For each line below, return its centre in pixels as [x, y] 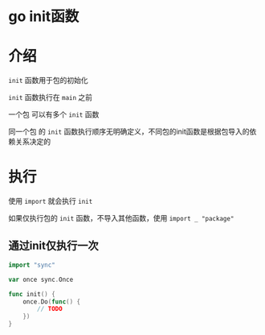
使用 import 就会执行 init [51, 201]
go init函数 [44, 17]
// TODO [50, 309]
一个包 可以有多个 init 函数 [54, 114]
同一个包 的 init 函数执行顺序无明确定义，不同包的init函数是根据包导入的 [129, 132]
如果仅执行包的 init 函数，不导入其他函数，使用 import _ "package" [121, 218]
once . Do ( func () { [52, 302]
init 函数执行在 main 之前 [51, 97]
